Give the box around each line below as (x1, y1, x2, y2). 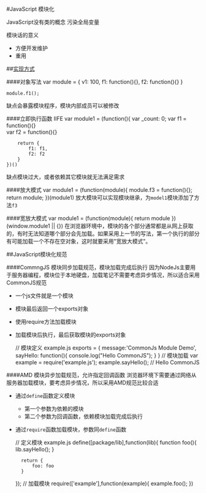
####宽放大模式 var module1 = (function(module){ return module (6, 215, 170, 222)
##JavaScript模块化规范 (6, 251, 67, 258)
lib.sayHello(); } (15, 446, 55, 453)
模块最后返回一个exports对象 (15, 305, 89, 312)
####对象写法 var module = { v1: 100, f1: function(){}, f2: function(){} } (6, 78, 183, 85)
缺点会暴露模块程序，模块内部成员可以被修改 (6, 102, 120, 109)
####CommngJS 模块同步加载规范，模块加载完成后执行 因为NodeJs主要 (6, 264, 191, 271)
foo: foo (31, 463, 55, 469)
